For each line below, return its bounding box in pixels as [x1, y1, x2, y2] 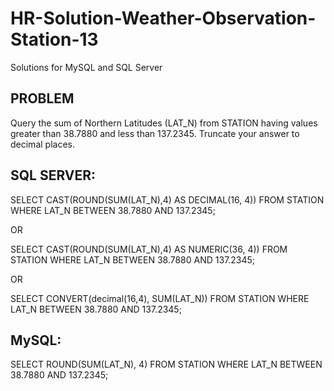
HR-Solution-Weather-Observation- [10, 7, 317, 30]
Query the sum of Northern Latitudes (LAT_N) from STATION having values [10, 117, 318, 129]
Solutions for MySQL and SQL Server [10, 61, 163, 73]
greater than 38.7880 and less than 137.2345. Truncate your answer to [10, 127, 300, 139]
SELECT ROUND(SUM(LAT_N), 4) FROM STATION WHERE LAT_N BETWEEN [10, 358, 323, 371]
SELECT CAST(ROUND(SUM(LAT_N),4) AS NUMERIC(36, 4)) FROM [10, 243, 288, 255]
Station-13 [10, 28, 99, 51]
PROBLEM [10, 90, 75, 107]
